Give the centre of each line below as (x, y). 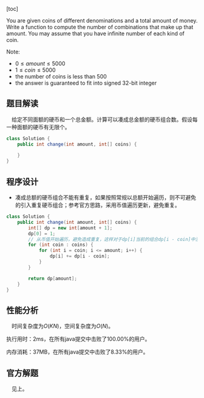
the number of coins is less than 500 (61, 76)
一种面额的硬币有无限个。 (38, 127)
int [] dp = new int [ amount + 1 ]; (70, 228)
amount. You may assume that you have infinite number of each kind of (96, 33)
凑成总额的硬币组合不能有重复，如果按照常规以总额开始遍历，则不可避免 (105, 197)
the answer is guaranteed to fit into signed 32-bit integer (86, 83)
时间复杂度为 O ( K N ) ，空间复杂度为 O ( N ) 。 (63, 326)
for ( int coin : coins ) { (61, 245)
